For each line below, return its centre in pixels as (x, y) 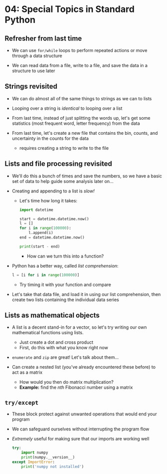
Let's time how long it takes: (48, 200)
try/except (21, 403)
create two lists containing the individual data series (65, 300)
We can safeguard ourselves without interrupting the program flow (80, 429)
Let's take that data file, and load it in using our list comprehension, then (86, 294)
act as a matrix (27, 372)
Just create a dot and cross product (56, 342)
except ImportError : (33, 462)
